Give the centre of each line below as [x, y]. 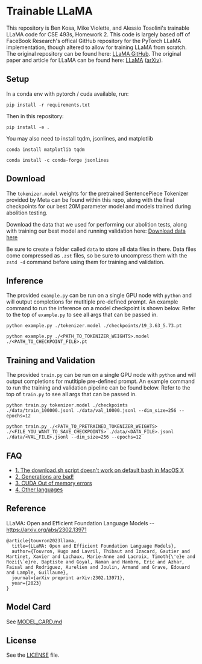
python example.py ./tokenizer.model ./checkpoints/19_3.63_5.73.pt [94, 326]
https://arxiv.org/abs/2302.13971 [46, 530]
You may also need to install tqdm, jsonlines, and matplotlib [80, 138]
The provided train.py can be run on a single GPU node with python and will [101, 375]
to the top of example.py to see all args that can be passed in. [82, 315]
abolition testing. [27, 213]
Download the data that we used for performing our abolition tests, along [97, 224]
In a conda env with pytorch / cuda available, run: [68, 94]
